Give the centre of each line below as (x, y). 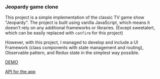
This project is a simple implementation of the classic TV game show (75, 18)
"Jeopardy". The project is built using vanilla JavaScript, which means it (78, 22)
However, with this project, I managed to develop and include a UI (72, 42)
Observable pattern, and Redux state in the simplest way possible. (72, 53)
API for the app (20, 72)
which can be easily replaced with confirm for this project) (64, 33)
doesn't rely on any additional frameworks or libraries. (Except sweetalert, (80, 28)
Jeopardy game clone (32, 7)
